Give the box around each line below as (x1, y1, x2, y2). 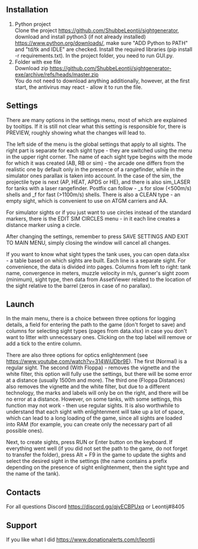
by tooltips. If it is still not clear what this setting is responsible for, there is (6, 123, 186, 130)
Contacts (6, 487, 41, 497)
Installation (6, 5, 48, 15)
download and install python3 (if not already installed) (14, 33, 146, 40)
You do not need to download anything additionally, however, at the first (14, 77, 190, 84)
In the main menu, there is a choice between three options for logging (6, 315, 176, 322)
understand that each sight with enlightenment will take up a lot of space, (6, 408, 185, 416)
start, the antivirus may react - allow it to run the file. (14, 83, 143, 91)
